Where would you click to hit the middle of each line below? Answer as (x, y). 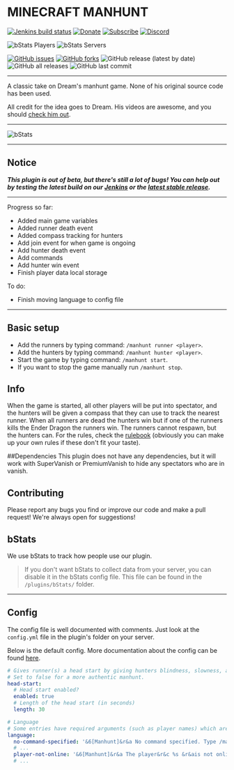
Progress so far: (30, 207)
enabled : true (34, 697)
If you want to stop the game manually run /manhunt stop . (100, 367)
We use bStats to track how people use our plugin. (80, 556)
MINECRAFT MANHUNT (78, 12)
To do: (16, 286)
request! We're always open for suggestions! (71, 518)
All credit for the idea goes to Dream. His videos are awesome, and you (109, 107)
